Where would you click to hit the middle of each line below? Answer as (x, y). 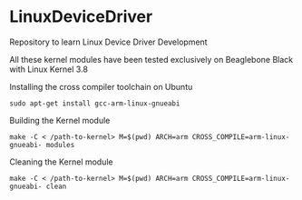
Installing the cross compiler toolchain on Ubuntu (101, 86)
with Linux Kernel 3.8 (49, 69)
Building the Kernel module (60, 120)
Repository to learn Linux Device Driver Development (108, 42)
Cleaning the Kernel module (61, 162)
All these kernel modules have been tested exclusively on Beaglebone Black (151, 59)
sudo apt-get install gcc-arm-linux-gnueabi (95, 103)
